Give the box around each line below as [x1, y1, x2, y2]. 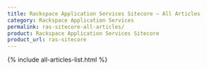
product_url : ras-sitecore [7, 36, 87, 43]
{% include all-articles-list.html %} [7, 55, 108, 64]
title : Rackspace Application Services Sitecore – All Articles [7, 10, 201, 17]
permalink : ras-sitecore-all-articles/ [7, 23, 125, 30]
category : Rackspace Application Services [7, 17, 134, 24]
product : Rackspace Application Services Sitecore [7, 29, 160, 37]
